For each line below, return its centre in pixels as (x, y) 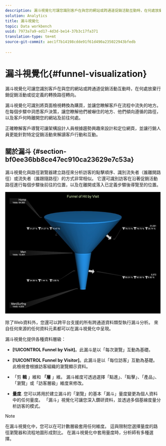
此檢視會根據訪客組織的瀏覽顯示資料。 (51, 366)
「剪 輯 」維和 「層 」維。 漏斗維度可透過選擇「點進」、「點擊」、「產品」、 (86, 377)
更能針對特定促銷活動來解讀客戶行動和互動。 (55, 134)
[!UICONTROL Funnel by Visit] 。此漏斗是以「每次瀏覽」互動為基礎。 (83, 349)
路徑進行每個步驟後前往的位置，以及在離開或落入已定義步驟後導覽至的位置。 (83, 185)
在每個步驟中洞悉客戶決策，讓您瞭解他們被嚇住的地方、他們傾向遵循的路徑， (83, 111)
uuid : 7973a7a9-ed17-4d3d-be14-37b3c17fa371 (52, 32)
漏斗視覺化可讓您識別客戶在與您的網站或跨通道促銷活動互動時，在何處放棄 (81, 88)
